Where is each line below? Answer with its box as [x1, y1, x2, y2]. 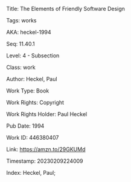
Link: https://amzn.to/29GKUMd [6, 146, 86, 153]
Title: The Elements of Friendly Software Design [6, 5, 126, 12]
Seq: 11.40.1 [6, 41, 35, 47]
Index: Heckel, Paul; [6, 169, 56, 176]
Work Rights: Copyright [6, 99, 65, 106]
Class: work [6, 63, 36, 71]
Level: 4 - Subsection [6, 52, 60, 59]
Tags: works [6, 17, 37, 24]
